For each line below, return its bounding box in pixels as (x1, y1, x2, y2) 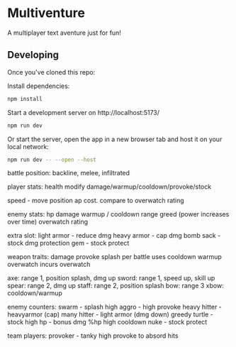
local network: (7, 142, 50, 150)
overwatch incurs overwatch (7, 260, 91, 269)
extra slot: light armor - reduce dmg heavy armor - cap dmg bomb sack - (7, 231, 221, 240)
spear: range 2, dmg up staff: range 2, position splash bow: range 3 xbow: (7, 282, 225, 290)
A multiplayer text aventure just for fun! (7, 28, 122, 37)
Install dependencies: (7, 82, 70, 90)
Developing (7, 49, 59, 61)
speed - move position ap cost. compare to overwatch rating (7, 197, 184, 205)
